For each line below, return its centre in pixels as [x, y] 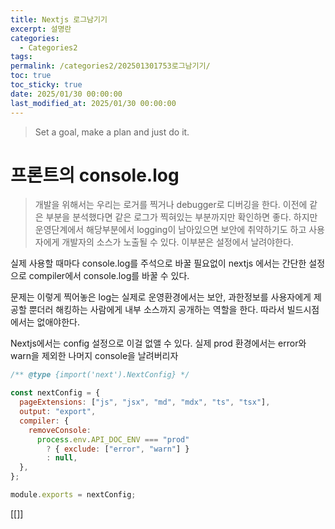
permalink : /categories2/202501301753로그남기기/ [110, 66]
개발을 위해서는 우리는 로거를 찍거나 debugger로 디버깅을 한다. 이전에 [171, 205]
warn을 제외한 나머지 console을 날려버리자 [94, 356]
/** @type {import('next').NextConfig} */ [100, 375]
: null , [62, 458]
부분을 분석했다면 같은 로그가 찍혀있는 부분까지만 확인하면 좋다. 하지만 [181, 217]
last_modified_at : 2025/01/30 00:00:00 [93, 103]
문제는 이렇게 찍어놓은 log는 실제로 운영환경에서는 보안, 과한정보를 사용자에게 [161, 297]
